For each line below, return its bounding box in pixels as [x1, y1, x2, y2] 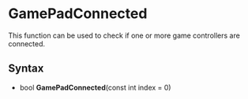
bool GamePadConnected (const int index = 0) [19, 82, 171, 92]
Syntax [8, 62, 44, 75]
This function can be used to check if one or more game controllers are [8, 31, 241, 40]
